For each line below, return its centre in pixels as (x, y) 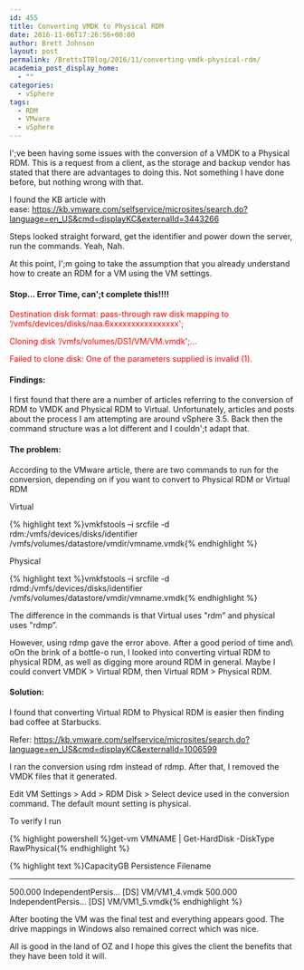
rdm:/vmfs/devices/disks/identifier (74, 533)
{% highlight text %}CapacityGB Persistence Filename (110, 866)
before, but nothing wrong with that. (76, 182)
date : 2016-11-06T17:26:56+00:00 (72, 34)
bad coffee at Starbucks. (56, 722)
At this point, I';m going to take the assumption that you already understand (150, 263)
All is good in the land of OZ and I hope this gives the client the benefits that (151, 946)
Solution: (27, 692)
